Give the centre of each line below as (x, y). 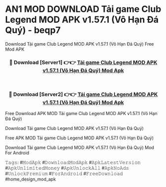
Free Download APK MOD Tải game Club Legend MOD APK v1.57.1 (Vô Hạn (81, 113)
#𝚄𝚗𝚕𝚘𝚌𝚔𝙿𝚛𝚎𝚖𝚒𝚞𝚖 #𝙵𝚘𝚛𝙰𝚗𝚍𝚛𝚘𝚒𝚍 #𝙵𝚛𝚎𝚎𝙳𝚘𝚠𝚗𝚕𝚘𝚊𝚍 (64, 173)
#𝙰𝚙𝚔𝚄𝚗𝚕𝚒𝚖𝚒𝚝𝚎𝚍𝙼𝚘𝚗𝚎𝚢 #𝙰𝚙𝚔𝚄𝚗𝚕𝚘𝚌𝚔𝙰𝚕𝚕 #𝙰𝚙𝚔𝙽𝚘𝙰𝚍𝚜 (67, 168)
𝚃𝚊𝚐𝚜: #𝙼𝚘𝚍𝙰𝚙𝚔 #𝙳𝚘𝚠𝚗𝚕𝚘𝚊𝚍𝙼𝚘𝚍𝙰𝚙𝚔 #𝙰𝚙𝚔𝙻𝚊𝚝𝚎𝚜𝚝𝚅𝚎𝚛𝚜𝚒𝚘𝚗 (73, 162)
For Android (17, 153)
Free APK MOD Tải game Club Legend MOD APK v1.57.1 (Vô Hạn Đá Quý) (80, 138)
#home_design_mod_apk (30, 179)
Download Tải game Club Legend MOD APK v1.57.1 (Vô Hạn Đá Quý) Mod (80, 147)
